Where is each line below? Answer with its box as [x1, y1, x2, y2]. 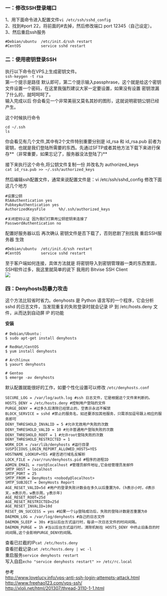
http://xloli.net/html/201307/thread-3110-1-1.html [5, 585, 105, 591]
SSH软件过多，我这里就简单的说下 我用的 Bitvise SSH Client [5, 266, 128, 272]
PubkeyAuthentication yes [5, 202, 59, 207]
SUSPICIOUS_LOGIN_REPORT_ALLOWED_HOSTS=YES [5, 446, 97, 452]
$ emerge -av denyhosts [5, 375, 55, 380]
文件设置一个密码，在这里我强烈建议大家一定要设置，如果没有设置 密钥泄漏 [5, 85, 160, 91]
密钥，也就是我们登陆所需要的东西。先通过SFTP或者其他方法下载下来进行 [5, 144, 156, 150]
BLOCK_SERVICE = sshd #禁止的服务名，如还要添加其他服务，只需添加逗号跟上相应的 [5, 411, 159, 416]
